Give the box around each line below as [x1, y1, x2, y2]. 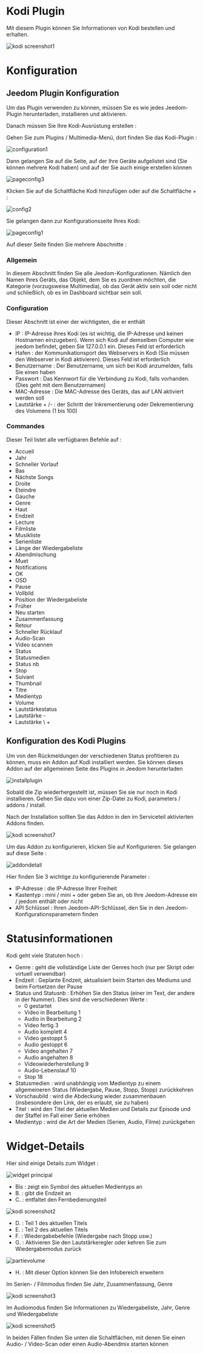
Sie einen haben [15, 368, 56, 375]
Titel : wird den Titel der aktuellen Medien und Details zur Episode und [15, 1105, 191, 1112]
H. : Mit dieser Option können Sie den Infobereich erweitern [15, 1269, 164, 1276]
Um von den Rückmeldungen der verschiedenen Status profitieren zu [6, 752, 179, 759]
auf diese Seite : [6, 849, 47, 856]
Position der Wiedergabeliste [15, 596, 88, 603]
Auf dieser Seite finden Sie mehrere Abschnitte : [6, 241, 127, 248]
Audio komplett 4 [24, 1028, 68, 1035]
